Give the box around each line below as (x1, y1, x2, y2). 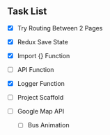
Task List (7, 6, 47, 17)
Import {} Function (17, 51, 70, 60)
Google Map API (17, 107, 65, 116)
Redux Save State (17, 37, 68, 46)
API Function (17, 66, 54, 73)
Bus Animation (27, 121, 70, 129)
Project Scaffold (17, 93, 64, 102)
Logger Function (17, 80, 65, 88)
